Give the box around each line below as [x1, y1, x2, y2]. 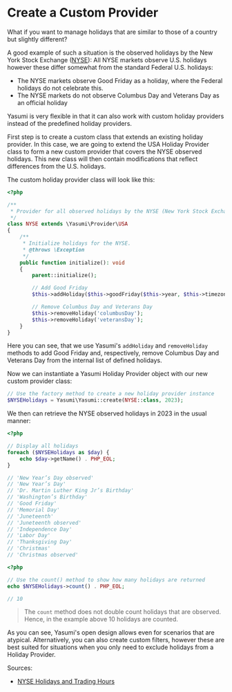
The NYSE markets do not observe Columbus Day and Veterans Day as [17, 91, 220, 100]
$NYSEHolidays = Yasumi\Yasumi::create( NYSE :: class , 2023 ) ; [7, 397, 184, 404]
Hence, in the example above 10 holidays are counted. [23, 615, 178, 624]
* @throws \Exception [22, 246, 85, 253]
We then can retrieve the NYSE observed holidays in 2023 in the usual [7, 409, 207, 418]
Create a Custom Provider [7, 5, 159, 21]
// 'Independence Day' [7, 525, 72, 533]
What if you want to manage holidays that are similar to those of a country [7, 28, 217, 36]
